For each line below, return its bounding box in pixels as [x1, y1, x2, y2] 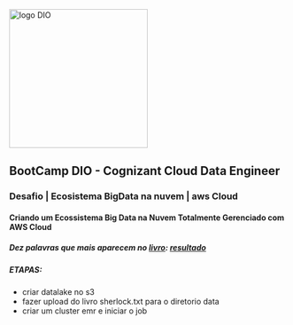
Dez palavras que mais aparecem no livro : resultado [9, 242, 206, 252]
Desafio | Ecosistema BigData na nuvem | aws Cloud [9, 190, 239, 202]
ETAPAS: [9, 264, 42, 274]
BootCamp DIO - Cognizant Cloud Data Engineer [9, 163, 281, 178]
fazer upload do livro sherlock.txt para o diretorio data [21, 297, 220, 307]
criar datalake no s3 [21, 287, 95, 297]
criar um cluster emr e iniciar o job [21, 305, 148, 316]
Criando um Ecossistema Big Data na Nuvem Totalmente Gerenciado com [9, 212, 285, 223]
